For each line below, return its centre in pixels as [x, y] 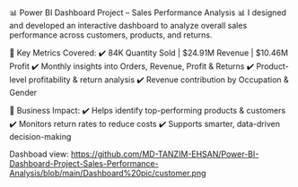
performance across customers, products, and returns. [111, 35]
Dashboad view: [39, 154]
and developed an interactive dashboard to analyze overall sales [128, 25]
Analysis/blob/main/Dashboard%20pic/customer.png [108, 173]
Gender [23, 93]
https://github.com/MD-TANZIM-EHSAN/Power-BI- [165, 154]
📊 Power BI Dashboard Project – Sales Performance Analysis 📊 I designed [148, 13]
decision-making [40, 136]
